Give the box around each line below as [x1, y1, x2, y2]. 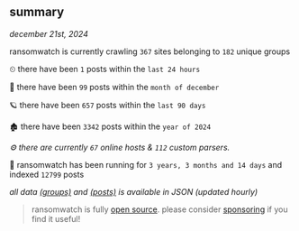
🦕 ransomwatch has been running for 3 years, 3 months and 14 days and [9, 159, 283, 170]
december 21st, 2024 [9, 28, 88, 39]
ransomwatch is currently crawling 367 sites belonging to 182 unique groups [9, 46, 291, 57]
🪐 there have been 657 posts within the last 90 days [9, 99, 206, 110]
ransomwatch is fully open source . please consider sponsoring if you [31, 204, 288, 215]
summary [9, 5, 65, 20]
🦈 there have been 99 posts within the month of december [9, 81, 220, 92]
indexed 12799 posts [9, 169, 85, 180]
